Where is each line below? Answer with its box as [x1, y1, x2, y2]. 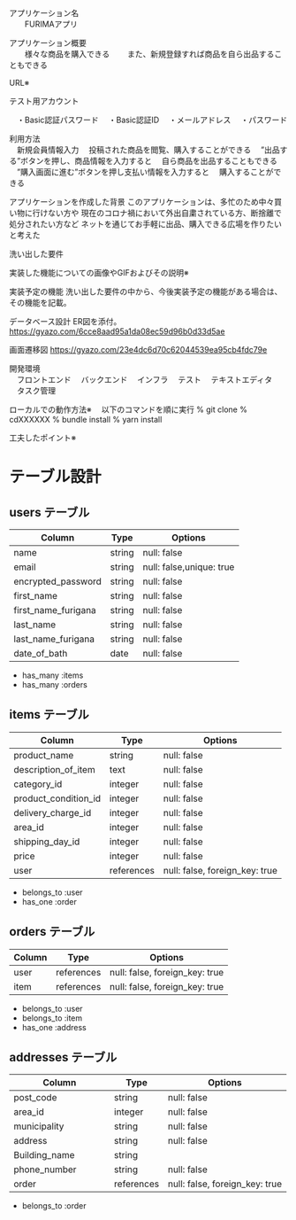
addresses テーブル [9, 1050, 118, 1065]
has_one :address [21, 1022, 87, 1032]
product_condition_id [13, 792, 102, 804]
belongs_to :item [21, 1013, 83, 1023]
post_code [13, 1092, 57, 1104]
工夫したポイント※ [9, 432, 77, 443]
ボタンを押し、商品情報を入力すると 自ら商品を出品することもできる [20, 156, 278, 166]
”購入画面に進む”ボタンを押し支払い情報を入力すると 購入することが [16, 167, 274, 177]
